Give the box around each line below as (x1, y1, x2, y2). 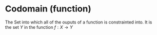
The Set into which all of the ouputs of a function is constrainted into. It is (5, 19, 152, 25)
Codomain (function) (5, 3, 92, 14)
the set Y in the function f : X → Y (5, 24, 73, 30)
